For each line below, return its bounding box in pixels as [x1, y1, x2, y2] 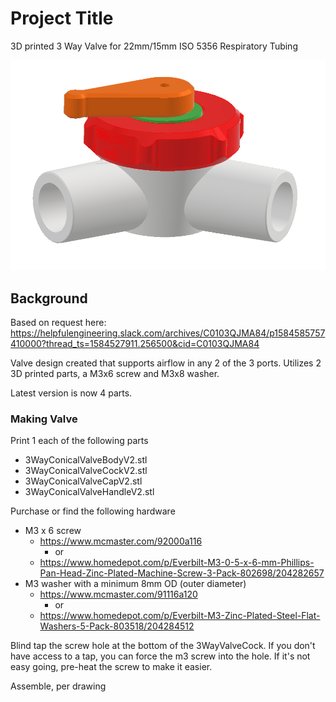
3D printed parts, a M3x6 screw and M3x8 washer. [10, 368, 220, 380]
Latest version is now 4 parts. [10, 387, 133, 399]
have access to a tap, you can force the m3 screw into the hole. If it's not [10, 650, 311, 662]
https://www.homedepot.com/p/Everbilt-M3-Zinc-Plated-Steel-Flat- [39, 610, 321, 622]
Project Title [10, 7, 114, 30]
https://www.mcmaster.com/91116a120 [39, 588, 198, 601]
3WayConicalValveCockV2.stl [24, 465, 148, 477]
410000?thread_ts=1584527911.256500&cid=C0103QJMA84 [10, 338, 260, 350]
